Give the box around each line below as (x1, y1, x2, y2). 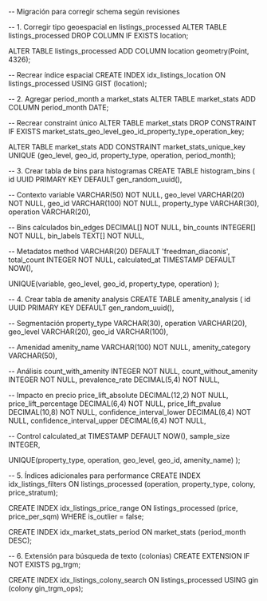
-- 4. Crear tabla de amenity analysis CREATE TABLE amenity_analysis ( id (8, 295, 251, 304)
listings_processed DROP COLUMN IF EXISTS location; (8, 31, 189, 40)
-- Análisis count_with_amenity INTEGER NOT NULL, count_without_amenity (8, 367, 258, 376)
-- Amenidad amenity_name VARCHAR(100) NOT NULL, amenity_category (8, 343, 251, 352)
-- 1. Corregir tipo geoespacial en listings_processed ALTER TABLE (8, 22, 227, 31)
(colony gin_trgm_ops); (8, 583, 84, 593)
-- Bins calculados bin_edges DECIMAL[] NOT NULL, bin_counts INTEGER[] (8, 223, 257, 232)
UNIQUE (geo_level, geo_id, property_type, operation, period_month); (8, 151, 237, 160)
